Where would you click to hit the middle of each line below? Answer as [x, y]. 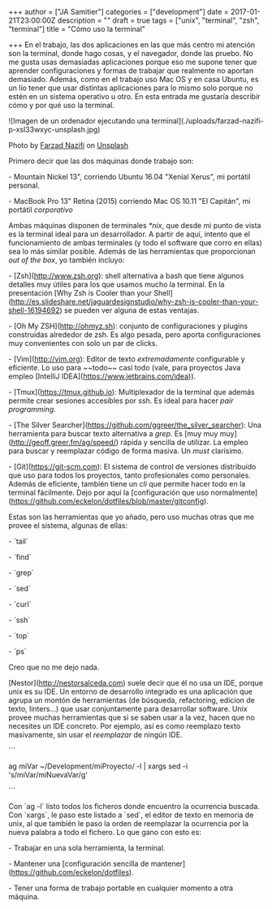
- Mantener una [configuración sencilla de [79, 864]
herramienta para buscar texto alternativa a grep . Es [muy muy [113, 433]
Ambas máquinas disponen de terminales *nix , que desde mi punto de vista [135, 225]
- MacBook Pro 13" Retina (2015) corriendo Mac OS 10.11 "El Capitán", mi [130, 201]
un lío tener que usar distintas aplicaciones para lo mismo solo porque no [131, 88]
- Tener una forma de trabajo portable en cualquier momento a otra [121, 888]
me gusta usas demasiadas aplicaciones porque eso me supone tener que [133, 62]
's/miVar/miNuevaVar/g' [48, 775]
